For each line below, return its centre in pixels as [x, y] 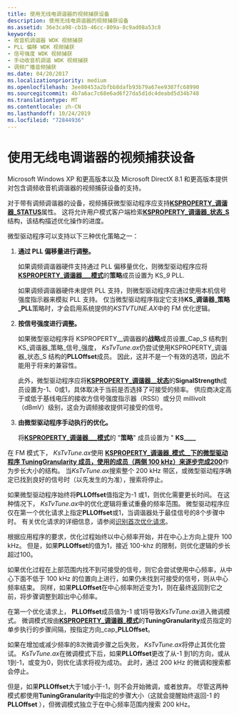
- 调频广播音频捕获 [32, 67]
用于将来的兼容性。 [52, 365]
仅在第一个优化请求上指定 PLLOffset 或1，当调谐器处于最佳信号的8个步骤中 [116, 512]
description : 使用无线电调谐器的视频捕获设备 [68, 21]
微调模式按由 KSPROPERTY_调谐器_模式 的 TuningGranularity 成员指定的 [126, 620]
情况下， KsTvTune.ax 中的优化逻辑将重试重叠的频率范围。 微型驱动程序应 [122, 503]
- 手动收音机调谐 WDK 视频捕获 [48, 61]
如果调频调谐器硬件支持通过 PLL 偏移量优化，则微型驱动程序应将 [113, 266]
